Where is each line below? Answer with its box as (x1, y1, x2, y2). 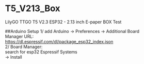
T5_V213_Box (5, 3, 61, 14)
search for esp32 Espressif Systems (5, 49, 78, 55)
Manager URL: (5, 33, 34, 39)
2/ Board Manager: (5, 44, 43, 49)
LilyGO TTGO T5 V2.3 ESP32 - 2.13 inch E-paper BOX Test (5, 19, 122, 25)
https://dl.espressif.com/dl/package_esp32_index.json (5, 38, 113, 44)
